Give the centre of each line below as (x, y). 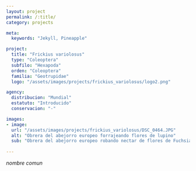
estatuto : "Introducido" (41, 103)
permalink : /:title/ (31, 17)
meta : (13, 33)
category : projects (30, 22)
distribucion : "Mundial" (41, 98)
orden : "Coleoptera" (36, 71)
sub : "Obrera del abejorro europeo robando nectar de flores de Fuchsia (101, 141)
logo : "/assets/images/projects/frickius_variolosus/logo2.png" (91, 82)
